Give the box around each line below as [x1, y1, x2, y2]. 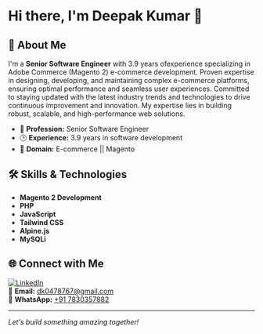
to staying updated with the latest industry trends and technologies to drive [8, 93, 250, 101]
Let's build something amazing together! [8, 317, 139, 326]
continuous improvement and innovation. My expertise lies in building [8, 101, 232, 110]
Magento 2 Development [19, 192, 102, 202]
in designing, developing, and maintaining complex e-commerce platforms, [8, 76, 250, 85]
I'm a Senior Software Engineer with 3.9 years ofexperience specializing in [8, 59, 251, 68]
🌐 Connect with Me [8, 257, 104, 270]
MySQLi [19, 234, 47, 244]
